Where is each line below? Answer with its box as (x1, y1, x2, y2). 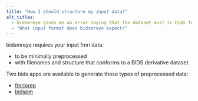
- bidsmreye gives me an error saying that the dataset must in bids (11, 19, 186, 25)
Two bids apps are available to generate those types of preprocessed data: (6, 70, 189, 77)
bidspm (14, 88, 34, 95)
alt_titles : (6, 14, 35, 20)
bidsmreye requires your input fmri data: (6, 41, 104, 48)
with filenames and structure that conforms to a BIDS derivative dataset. (14, 59, 190, 66)
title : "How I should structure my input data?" (6, 8, 128, 15)
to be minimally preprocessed (14, 53, 87, 60)
